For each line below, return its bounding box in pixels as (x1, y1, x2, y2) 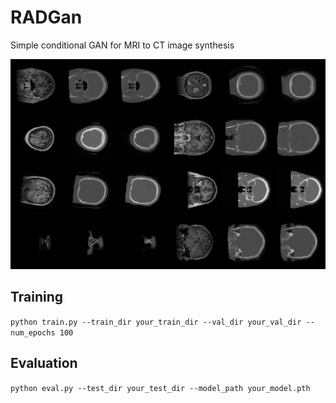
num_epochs (10, 327, 56, 338)
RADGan (10, 6, 83, 29)
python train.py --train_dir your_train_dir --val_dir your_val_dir (10, 317, 302, 327)
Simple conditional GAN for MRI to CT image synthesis (10, 39, 235, 51)
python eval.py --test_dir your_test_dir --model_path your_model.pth (10, 383, 311, 393)
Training (10, 289, 64, 306)
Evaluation (10, 355, 78, 372)
